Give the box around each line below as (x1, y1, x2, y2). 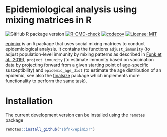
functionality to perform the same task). (5, 78, 87, 84)
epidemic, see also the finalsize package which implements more (5, 72, 140, 78)
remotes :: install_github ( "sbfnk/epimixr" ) (5, 127, 95, 132)
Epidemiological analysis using (5, 4, 137, 15)
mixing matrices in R (5, 14, 92, 26)
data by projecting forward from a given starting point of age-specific (5, 62, 149, 68)
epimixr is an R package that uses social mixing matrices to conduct (5, 40, 145, 46)
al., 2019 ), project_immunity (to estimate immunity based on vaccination (5, 56, 154, 62)
